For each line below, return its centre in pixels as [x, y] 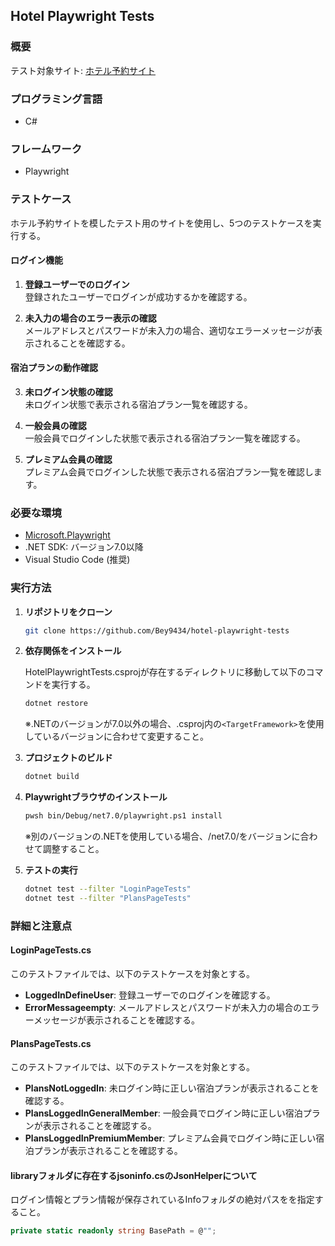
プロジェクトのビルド [68, 758]
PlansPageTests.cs [51, 1043]
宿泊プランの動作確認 [54, 368]
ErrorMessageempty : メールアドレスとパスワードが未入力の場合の [163, 1007]
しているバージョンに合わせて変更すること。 [117, 736]
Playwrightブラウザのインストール [96, 797]
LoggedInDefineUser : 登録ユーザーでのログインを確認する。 [150, 995]
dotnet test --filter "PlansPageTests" [108, 898]
